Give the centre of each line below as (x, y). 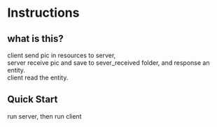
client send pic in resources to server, (62, 55)
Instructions (43, 13)
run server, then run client (44, 116)
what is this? (36, 39)
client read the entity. (38, 77)
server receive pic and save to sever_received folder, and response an (108, 63)
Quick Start (33, 99)
